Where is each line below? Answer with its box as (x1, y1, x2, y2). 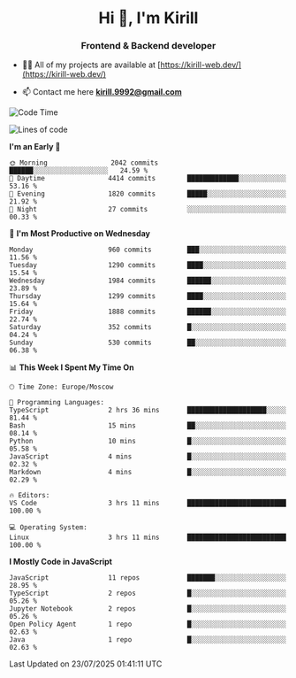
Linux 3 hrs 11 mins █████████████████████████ (9, 533, 287, 543)
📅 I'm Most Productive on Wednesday (9, 228, 150, 239)
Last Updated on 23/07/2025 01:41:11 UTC (9, 659, 163, 669)
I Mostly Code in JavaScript (9, 557, 113, 567)
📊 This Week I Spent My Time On (9, 362, 134, 373)
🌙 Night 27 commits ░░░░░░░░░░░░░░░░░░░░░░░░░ (9, 205, 287, 214)
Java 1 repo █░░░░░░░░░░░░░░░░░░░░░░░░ (9, 636, 287, 644)
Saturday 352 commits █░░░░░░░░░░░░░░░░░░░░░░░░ (9, 323, 287, 332)
